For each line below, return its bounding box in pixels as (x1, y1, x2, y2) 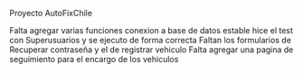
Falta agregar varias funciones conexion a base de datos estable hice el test (9, 25, 294, 35)
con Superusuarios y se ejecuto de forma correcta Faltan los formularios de (9, 35, 292, 45)
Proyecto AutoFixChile (9, 8, 93, 18)
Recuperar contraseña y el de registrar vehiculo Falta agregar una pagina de (9, 44, 294, 55)
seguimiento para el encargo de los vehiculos (9, 54, 179, 64)
